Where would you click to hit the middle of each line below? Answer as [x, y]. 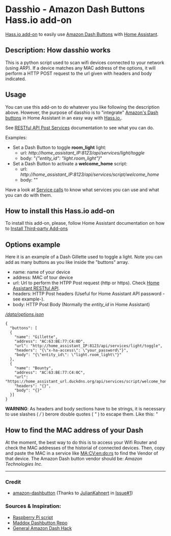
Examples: [16, 137]
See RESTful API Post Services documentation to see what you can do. [80, 128]
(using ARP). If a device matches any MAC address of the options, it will [81, 68]
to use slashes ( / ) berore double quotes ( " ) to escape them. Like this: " [81, 414]
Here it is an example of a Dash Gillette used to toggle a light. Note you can [84, 257]
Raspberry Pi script [33, 517]
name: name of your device [41, 272]
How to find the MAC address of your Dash [74, 430]
